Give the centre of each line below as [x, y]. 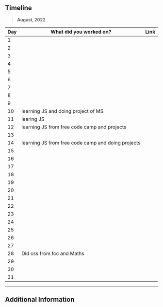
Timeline [19, 8]
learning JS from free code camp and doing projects [81, 143]
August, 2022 [31, 19]
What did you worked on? [81, 32]
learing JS [33, 119]
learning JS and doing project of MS [63, 111]
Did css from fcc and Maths [53, 253]
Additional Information [40, 299]
